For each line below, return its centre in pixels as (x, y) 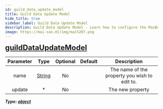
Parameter (20, 61)
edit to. (129, 82)
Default (89, 61)
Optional (65, 61)
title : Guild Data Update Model (38, 14)
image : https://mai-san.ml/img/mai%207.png (50, 32)
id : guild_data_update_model (34, 9)
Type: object (18, 101)
